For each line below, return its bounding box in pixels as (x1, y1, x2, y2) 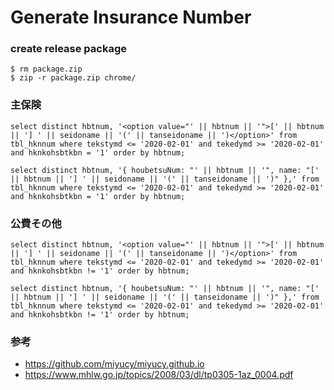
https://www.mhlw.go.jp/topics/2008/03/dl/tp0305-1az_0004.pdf (24, 369, 294, 381)
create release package (10, 42, 128, 56)
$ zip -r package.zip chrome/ (10, 73, 137, 83)
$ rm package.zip (10, 64, 83, 75)
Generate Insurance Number (10, 6, 252, 29)
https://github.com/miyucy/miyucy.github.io (24, 358, 205, 370)
